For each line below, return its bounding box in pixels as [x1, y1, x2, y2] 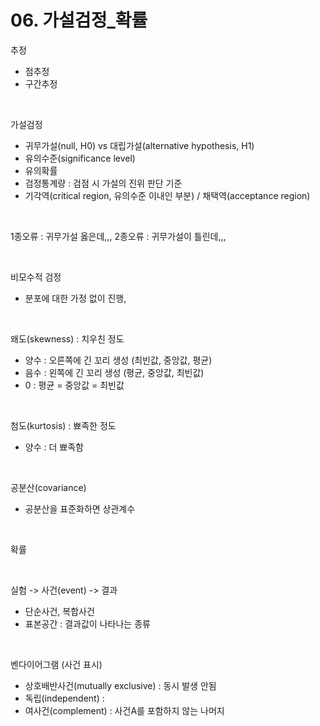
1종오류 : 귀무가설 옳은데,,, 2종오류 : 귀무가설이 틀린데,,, [10, 230, 227, 242]
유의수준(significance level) [24, 152, 136, 164]
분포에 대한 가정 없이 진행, [24, 292, 127, 304]
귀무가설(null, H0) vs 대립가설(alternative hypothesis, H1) [24, 139, 255, 151]
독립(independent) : [24, 692, 105, 704]
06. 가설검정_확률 [10, 9, 148, 32]
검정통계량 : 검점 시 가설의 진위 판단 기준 [24, 177, 183, 189]
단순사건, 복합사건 [24, 605, 95, 617]
